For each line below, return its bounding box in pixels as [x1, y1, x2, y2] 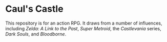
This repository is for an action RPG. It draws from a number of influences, [5, 20, 162, 26]
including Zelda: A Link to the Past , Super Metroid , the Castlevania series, [5, 25, 161, 31]
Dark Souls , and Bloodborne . [5, 31, 67, 37]
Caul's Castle [5, 3, 64, 15]
